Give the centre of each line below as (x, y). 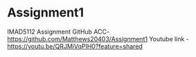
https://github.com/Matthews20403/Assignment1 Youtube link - (98, 38)
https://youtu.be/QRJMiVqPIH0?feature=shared (75, 46)
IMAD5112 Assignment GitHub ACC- (58, 32)
